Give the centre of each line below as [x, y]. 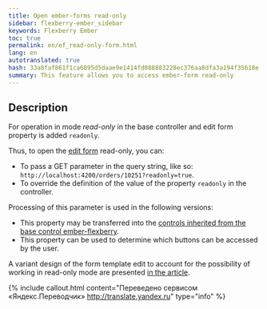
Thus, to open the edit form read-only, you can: [86, 151]
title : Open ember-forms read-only [68, 16]
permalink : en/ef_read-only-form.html [73, 46]
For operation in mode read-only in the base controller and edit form [121, 127]
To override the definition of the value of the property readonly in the [133, 183]
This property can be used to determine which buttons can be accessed [139, 240]
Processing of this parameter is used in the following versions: [111, 207]
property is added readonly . [54, 135]
